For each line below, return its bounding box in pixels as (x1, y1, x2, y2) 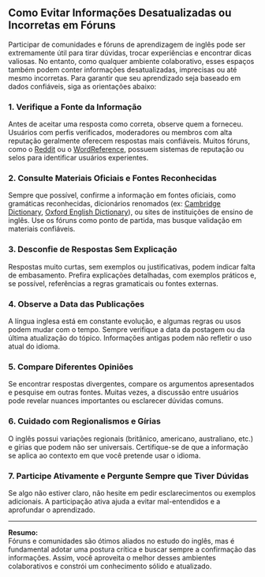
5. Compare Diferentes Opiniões (8, 361, 134, 372)
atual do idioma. (8, 341, 61, 351)
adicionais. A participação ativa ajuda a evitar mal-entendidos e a (8, 496, 221, 506)
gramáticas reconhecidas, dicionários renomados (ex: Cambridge (8, 199, 221, 209)
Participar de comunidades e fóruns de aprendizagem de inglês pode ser (8, 40, 246, 49)
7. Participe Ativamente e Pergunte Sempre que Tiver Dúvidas (8, 470, 249, 481)
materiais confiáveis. (8, 224, 76, 234)
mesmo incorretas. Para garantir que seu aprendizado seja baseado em (8, 73, 241, 82)
